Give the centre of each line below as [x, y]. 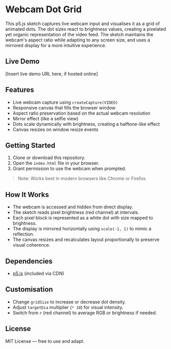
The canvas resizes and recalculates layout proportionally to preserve [86, 239]
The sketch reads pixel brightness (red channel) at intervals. [76, 212]
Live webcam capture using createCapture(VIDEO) [65, 102]
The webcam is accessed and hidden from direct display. [73, 207]
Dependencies [29, 261]
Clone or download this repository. [49, 158]
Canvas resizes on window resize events [55, 129]
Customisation [29, 289]
